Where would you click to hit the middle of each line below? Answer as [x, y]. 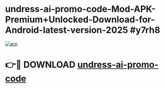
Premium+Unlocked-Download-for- [80, 20]
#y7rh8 [145, 30]
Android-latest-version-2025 [67, 30]
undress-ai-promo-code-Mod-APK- [80, 9]
